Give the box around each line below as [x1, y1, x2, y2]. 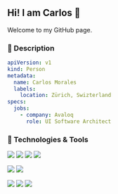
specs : [7, 98, 27, 105]
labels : [13, 85, 37, 92]
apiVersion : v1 [7, 59, 52, 67]
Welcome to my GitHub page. [7, 25, 93, 34]
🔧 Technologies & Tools [7, 134, 89, 144]
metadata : [7, 72, 37, 79]
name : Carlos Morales [13, 79, 77, 86]
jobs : [13, 105, 30, 112]
